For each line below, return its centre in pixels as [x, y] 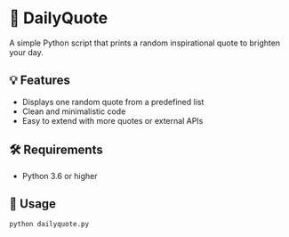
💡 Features [40, 81]
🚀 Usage [32, 204]
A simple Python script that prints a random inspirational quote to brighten [145, 43]
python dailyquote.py [49, 225]
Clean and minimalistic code [74, 111]
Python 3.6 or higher [60, 176]
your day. [26, 52]
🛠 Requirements [56, 150]
